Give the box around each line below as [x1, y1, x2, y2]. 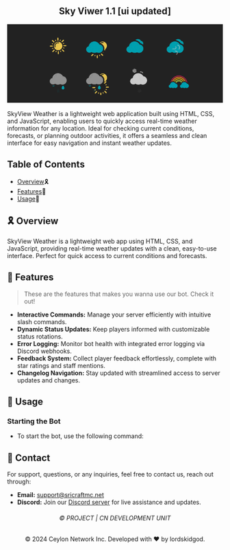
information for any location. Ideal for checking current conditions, [7, 124, 194, 133]
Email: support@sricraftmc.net [16, 491, 105, 499]
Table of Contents [7, 159, 86, 170]
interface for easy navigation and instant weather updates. [7, 139, 172, 147]
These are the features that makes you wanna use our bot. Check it [23, 290, 214, 298]
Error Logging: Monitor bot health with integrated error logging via [16, 339, 205, 347]
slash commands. [16, 317, 67, 325]
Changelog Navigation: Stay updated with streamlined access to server [16, 369, 220, 377]
